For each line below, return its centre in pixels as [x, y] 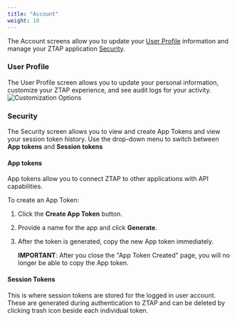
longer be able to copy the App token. [73, 263]
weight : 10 [23, 21]
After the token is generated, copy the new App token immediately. [116, 241]
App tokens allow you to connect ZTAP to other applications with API [108, 179]
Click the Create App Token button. [70, 214]
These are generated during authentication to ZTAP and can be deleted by [116, 303]
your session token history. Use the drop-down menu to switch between [113, 139]
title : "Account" [33, 14]
